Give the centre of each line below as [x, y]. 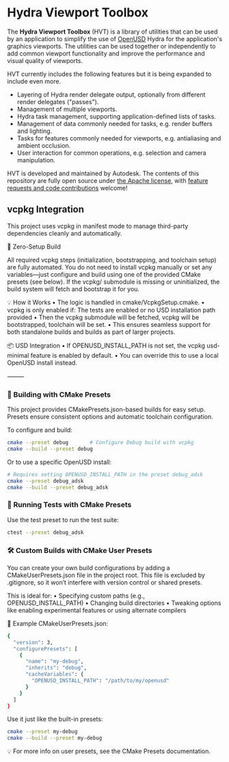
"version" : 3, [33, 642]
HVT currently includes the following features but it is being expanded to [109, 74]
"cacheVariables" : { [54, 674]
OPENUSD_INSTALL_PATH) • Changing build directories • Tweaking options [114, 603]
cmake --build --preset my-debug [55, 738]
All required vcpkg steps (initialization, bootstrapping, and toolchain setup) [112, 260]
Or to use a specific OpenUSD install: [59, 462]
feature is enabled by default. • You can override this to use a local [124, 355]
